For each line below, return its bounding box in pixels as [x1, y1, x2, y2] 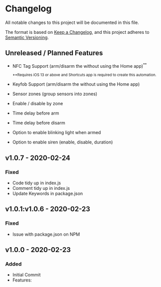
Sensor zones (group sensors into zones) [12, 91, 98, 97]
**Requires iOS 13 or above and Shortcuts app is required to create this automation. [12, 73, 157, 78]
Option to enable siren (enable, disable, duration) [12, 139, 113, 145]
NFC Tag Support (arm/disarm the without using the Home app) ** [12, 62, 147, 69]
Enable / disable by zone [12, 101, 63, 107]
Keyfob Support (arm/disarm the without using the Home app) [12, 81, 140, 87]
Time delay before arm [12, 110, 59, 116]
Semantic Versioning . [5, 34, 49, 40]
